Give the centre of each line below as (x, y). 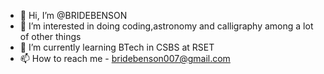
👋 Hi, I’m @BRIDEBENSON (73, 15)
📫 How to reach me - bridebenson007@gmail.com (125, 58)
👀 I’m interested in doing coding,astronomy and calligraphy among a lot (166, 26)
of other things (50, 36)
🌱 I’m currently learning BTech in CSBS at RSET (117, 47)
